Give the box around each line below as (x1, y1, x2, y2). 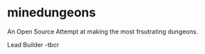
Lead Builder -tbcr (7, 40, 60, 49)
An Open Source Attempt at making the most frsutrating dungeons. (7, 27, 199, 36)
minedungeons (7, 5, 96, 21)
